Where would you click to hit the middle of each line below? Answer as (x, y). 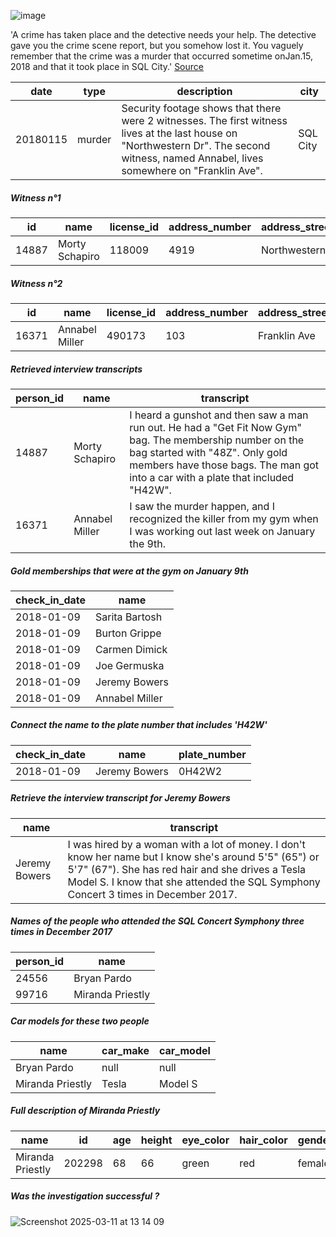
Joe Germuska (130, 665)
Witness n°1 (36, 197)
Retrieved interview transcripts (76, 369)
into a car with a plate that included (212, 477)
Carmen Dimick (131, 649)
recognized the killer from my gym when (224, 518)
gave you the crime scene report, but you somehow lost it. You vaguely (157, 45)
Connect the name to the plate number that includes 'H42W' (139, 725)
